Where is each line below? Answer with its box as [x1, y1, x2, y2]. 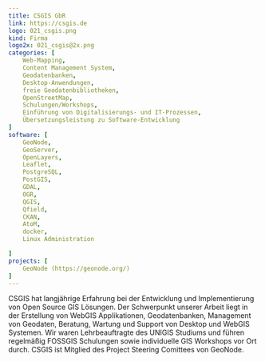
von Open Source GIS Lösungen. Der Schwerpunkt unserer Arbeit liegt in [8, 302, 248, 312]
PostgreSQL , [22, 168, 62, 176]
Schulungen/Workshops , [22, 101, 98, 109]
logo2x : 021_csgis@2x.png [8, 42, 94, 50]
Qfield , [22, 205, 48, 213]
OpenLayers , [22, 153, 62, 161]
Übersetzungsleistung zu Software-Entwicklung [22, 116, 180, 124]
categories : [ [8, 49, 56, 57]
